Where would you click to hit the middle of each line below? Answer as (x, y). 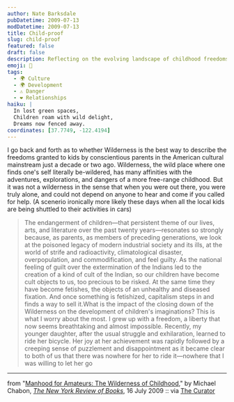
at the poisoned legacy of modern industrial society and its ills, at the (123, 245)
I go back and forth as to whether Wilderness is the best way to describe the (117, 150)
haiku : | (20, 105)
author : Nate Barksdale (42, 14)
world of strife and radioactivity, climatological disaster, (103, 252)
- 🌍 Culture (32, 78)
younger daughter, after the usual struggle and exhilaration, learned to (125, 334)
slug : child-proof (34, 40)
